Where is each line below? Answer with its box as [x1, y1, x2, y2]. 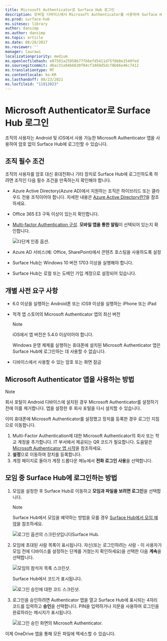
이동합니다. [14, 422, 36, 428]
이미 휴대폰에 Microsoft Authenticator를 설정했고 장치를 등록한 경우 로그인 [5, 416, 151, 422]
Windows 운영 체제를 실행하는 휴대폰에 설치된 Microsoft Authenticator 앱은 [12, 342, 161, 348]
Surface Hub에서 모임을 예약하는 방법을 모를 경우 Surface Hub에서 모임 [12, 514, 153, 520]
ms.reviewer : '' [5, 44, 39, 49]
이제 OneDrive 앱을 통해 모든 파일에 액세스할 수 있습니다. [5, 631, 116, 637]
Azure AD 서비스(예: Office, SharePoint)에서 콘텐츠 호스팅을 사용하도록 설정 [12, 249, 162, 255]
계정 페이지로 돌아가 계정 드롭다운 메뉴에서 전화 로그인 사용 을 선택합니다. [12, 458, 153, 464]
